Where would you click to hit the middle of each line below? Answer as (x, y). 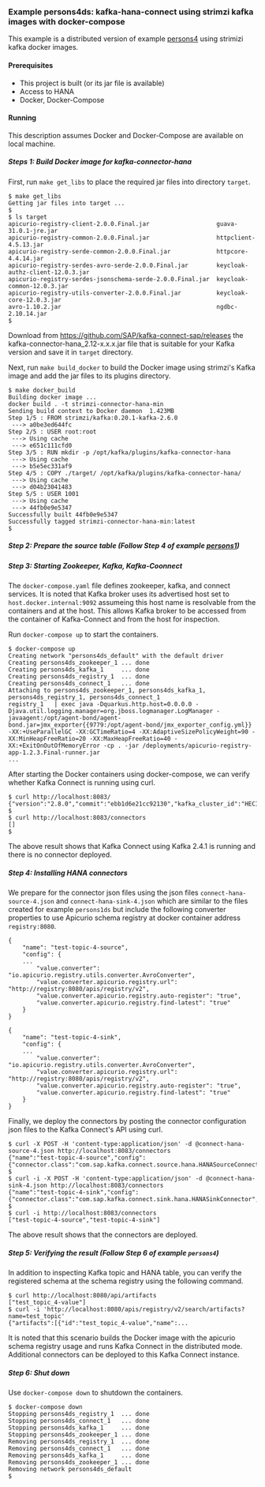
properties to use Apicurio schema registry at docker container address (124, 918)
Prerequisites (31, 65)
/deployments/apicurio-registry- (197, 746)
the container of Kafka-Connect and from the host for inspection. (114, 619)
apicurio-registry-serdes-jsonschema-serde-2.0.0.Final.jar (109, 279)
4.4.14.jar (26, 258)
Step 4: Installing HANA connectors (68, 873)
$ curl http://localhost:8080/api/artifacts (82, 1295)
